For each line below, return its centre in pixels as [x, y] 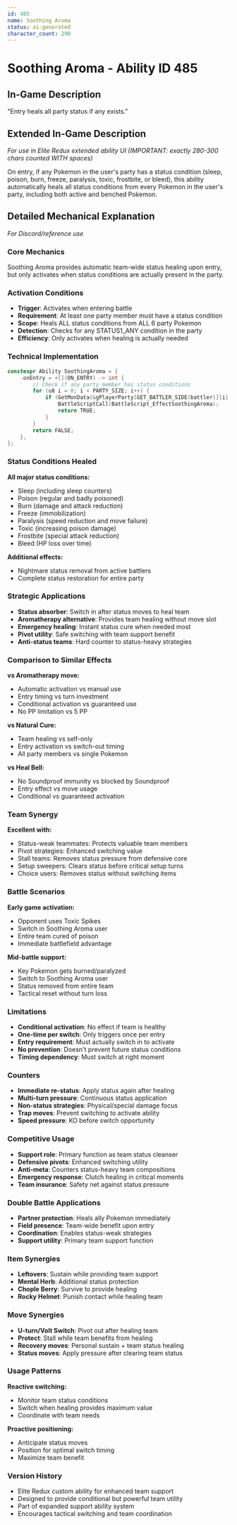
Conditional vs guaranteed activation [71, 796]
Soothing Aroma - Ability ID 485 [103, 68]
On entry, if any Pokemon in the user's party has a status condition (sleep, [115, 172]
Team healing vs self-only [55, 739]
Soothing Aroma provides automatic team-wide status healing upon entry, [115, 267]
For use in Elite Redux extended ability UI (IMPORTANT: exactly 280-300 [113, 151]
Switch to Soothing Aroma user [63, 978]
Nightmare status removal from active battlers [84, 570]
